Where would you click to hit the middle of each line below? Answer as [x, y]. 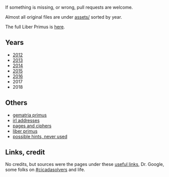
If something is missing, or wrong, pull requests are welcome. [69, 7]
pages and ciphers [32, 126]
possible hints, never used [40, 136]
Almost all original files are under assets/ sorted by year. [64, 17]
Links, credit [25, 153]
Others [16, 103]
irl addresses [26, 120]
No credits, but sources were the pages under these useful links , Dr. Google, [85, 164]
